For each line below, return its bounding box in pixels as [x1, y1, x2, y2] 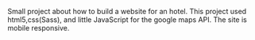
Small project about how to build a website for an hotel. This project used [7, 7, 247, 16]
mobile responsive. [7, 24, 70, 32]
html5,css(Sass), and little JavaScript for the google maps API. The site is [7, 15, 247, 24]
